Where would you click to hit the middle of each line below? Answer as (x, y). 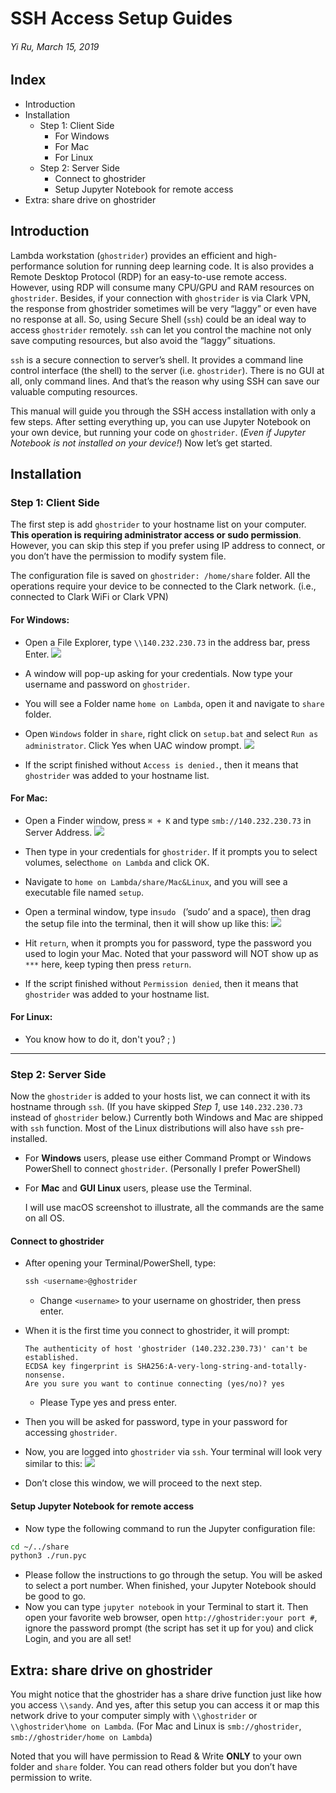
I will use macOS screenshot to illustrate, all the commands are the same (174, 1208)
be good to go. (55, 1596)
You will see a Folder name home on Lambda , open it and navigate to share (174, 703)
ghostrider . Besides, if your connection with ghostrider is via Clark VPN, (161, 298)
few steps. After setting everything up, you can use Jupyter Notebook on (160, 421)
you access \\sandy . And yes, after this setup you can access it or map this (165, 1705)
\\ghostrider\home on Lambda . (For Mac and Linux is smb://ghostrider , (156, 1726)
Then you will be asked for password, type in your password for (156, 1422)
